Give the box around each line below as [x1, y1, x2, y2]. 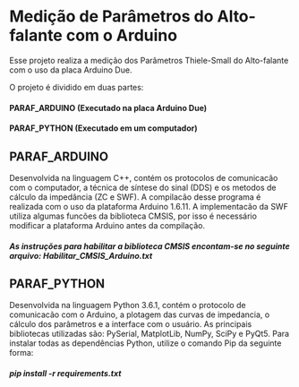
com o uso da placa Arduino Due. [9, 64, 132, 75]
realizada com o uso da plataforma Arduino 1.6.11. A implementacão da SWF [9, 201, 288, 211]
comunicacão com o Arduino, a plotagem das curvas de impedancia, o [9, 309, 270, 320]
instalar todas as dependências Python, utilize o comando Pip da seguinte [9, 338, 282, 348]
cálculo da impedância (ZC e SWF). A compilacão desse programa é [9, 191, 261, 202]
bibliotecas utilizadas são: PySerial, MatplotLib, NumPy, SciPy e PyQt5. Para [9, 329, 289, 340]
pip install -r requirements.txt [9, 367, 122, 378]
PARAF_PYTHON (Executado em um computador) [9, 123, 198, 133]
